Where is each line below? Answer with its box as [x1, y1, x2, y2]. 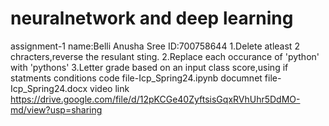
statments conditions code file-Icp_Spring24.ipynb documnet [10, 72, 263, 84]
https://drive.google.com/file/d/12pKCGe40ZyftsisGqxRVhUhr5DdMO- [10, 93, 301, 105]
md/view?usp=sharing [10, 103, 103, 116]
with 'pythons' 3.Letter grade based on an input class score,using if [10, 61, 289, 73]
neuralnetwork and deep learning [10, 7, 294, 30]
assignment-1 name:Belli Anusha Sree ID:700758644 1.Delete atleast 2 [10, 40, 300, 52]
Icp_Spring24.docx [10, 82, 88, 94]
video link [89, 82, 130, 94]
